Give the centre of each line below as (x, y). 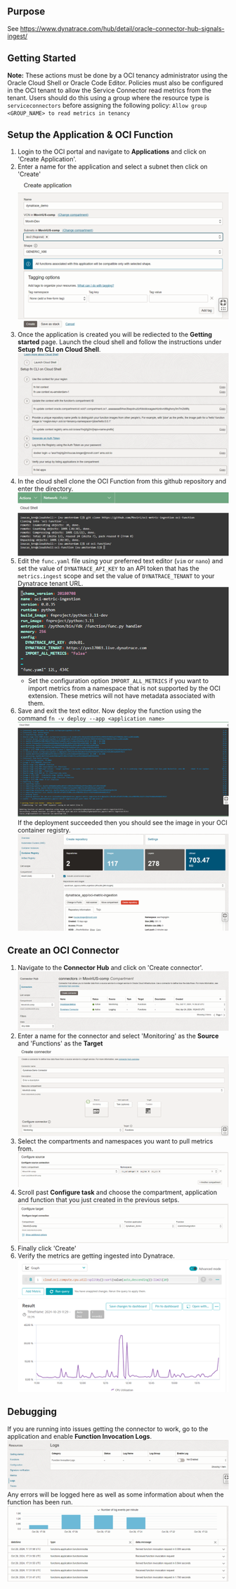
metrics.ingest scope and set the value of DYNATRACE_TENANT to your (116, 576)
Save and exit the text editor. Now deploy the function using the (110, 711)
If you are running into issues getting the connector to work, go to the (108, 1429)
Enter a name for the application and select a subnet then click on (112, 167)
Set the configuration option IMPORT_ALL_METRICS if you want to (118, 681)
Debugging (32, 1412)
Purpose (26, 12)
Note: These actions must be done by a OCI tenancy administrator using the (118, 75)
